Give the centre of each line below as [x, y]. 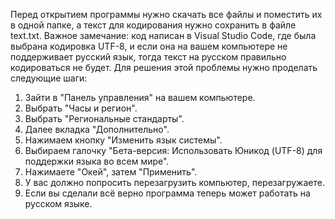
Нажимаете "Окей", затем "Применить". [111, 172]
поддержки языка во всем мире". [97, 161]
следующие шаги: [49, 78]
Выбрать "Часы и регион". [81, 108]
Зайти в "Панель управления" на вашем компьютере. [140, 97]
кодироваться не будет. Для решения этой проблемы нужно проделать [164, 67]
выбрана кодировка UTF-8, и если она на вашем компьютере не [149, 46]
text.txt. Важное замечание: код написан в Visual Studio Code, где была [163, 35]
